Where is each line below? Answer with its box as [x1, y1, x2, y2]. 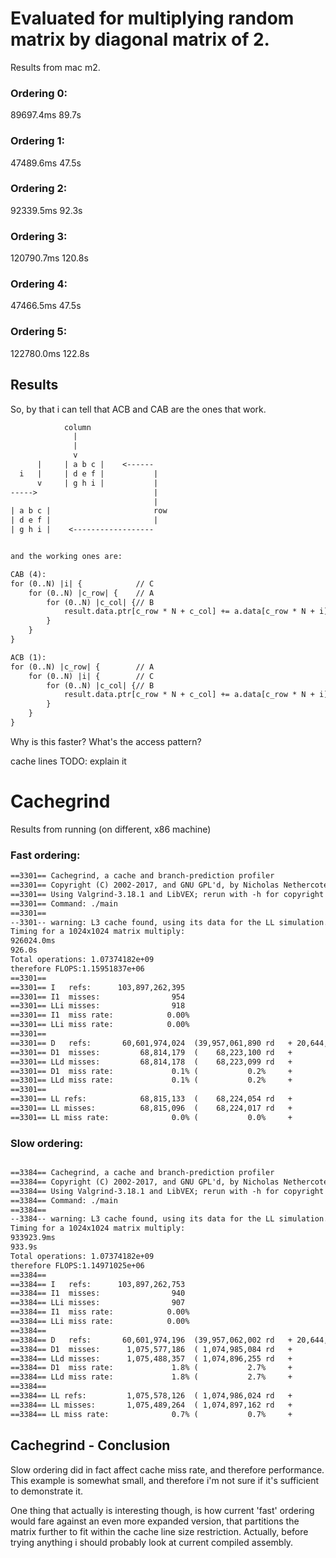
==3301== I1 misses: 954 [10, 992, 186, 1002]
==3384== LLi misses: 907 [10, 1298, 186, 1308]
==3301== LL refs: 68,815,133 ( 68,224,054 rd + [10, 1094, 293, 1104]
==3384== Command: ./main [10, 1195, 118, 1206]
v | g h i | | [36, 478, 159, 488]
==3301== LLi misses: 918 [10, 1001, 186, 1011]
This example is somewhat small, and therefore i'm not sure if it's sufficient [10, 1474, 319, 1486]
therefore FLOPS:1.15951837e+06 [10, 963, 145, 974]
